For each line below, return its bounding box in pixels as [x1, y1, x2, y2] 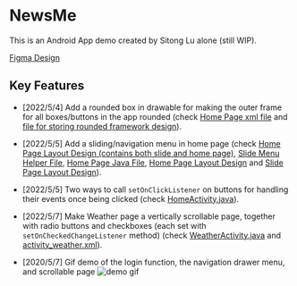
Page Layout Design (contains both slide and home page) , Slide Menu [21, 147, 280, 158]
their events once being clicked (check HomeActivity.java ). [21, 193, 240, 204]
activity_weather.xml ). [21, 239, 103, 250]
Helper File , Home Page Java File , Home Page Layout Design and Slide [21, 157, 284, 168]
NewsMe [9, 5, 77, 26]
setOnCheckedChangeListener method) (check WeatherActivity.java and [21, 230, 282, 240]
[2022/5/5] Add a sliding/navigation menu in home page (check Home [21, 138, 281, 148]
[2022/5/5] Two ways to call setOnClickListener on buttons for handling [21, 184, 289, 195]
